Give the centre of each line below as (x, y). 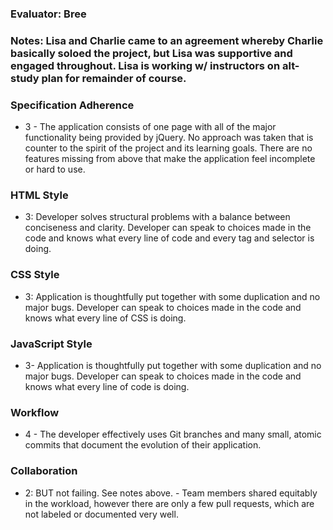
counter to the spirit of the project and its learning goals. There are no (168, 148)
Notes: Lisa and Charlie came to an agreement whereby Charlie (167, 40)
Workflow (35, 412)
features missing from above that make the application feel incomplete (170, 159)
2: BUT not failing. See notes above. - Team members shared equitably (171, 493)
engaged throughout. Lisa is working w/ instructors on (145, 65)
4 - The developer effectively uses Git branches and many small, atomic (173, 434)
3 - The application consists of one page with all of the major (150, 127)
